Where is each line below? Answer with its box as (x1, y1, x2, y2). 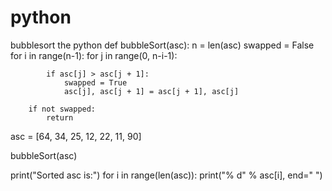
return (46, 112, 74, 123)
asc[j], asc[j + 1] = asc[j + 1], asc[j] (63, 86, 240, 96)
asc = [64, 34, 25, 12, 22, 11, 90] (10, 130, 142, 142)
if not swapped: (28, 104, 97, 114)
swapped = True (63, 77, 128, 88)
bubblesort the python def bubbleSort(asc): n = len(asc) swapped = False (10, 39, 315, 51)
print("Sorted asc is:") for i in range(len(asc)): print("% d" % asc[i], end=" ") (10, 169, 323, 181)
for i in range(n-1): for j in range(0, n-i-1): (10, 49, 178, 61)
